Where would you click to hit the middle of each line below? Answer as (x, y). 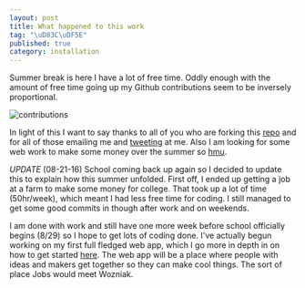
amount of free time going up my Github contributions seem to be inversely (150, 87)
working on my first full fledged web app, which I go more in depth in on (145, 245)
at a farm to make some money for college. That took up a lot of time (138, 189)
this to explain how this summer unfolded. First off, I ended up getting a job (150, 180)
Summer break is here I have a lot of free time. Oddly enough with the (140, 77)
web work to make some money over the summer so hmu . (118, 152)
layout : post (34, 18)
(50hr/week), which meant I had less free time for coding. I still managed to (150, 199)
